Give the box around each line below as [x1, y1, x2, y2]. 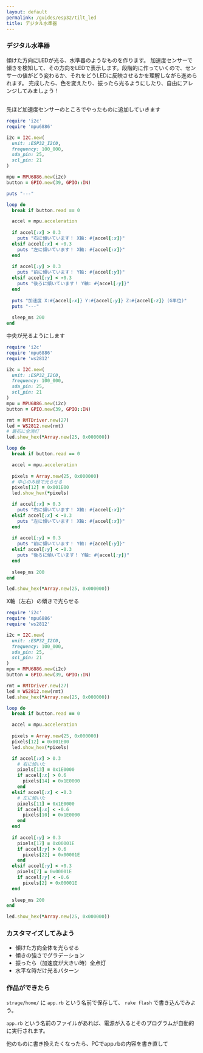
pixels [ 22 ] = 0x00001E [22, 851, 80, 858]
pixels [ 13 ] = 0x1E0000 [17, 767, 75, 773]
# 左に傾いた [17, 795, 46, 801]
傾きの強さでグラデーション [15, 952, 85, 959]
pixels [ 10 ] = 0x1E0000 [22, 812, 80, 818]
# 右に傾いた [17, 761, 46, 767]
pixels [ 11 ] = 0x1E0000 [17, 801, 75, 807]
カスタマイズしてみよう [6, 929, 75, 938]
